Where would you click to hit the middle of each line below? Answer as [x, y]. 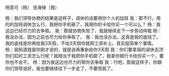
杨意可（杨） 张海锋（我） [32, 7]
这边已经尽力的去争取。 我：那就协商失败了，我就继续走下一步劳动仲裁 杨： [83, 31]
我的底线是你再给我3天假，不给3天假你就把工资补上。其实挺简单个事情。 [81, 43]
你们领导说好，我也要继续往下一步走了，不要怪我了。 [60, 68]
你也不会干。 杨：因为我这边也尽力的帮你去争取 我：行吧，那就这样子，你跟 [83, 62]
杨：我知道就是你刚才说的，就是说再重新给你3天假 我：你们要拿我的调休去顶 [84, 50]
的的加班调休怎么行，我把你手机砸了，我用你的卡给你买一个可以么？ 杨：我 [83, 24]
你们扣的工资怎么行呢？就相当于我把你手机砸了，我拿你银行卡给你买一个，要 [84, 56]
